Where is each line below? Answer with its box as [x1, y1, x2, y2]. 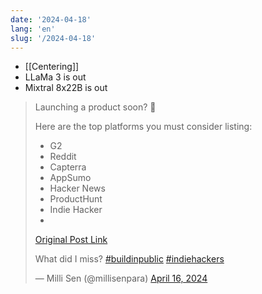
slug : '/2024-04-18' [10, 33, 97, 43]
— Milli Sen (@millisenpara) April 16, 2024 [34, 272, 208, 285]
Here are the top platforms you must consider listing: [34, 121, 253, 133]
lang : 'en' [10, 24, 56, 34]
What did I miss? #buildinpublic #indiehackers [34, 253, 225, 265]
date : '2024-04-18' [10, 14, 92, 25]
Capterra [49, 161, 87, 173]
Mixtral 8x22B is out [24, 82, 108, 94]
